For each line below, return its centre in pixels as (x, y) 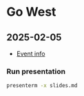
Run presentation (36, 71)
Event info (31, 53)
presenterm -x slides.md (42, 86)
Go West (31, 12)
